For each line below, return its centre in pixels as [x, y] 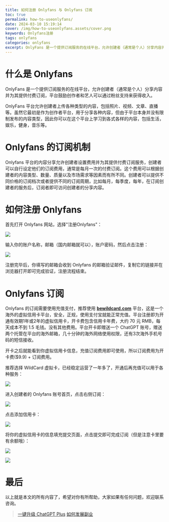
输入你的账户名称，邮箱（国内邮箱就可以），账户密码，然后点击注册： [77, 245]
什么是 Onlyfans [39, 74]
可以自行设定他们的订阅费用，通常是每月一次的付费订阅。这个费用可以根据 [82, 168]
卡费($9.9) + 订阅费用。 [30, 357]
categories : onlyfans [28, 43]
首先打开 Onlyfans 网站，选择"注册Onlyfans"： [54, 225]
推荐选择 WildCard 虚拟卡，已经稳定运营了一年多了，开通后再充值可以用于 [82, 368]
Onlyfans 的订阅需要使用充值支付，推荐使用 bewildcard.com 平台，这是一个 [84, 308]
